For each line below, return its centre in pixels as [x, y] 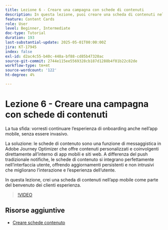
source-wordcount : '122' [31, 70]
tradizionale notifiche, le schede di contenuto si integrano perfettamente [79, 159]
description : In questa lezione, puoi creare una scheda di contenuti [80, 14]
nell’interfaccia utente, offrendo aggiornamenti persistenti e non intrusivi [79, 164]
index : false [19, 51]
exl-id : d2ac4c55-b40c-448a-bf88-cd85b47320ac [54, 56]
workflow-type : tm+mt [28, 65]
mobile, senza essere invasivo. [37, 133]
